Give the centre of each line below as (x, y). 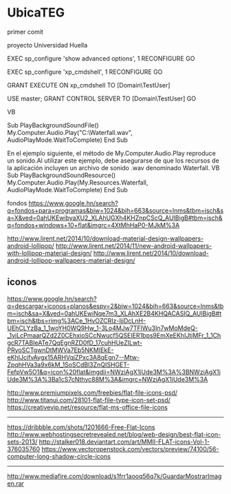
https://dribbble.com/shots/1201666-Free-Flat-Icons (81, 427)
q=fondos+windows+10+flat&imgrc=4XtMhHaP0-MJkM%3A (93, 225)
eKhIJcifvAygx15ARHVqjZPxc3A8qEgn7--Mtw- (73, 357)
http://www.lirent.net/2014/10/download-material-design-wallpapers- (106, 238)
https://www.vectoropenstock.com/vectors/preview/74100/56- (130, 449)
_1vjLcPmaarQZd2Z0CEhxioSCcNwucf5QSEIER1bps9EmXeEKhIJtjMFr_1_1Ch (114, 335)
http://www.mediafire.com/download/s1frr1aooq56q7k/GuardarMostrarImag (114, 476)
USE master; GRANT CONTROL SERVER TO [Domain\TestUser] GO (102, 99)
